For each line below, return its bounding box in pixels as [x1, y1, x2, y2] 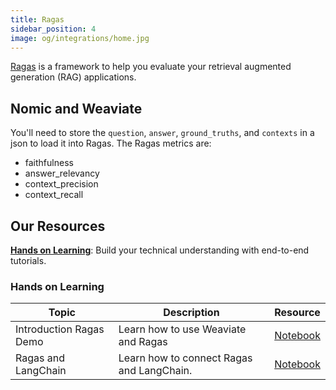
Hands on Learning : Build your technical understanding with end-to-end [10, 244, 310, 256]
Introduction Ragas [15, 322, 105, 336]
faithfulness [24, 157, 74, 169]
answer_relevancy [24, 167, 100, 180]
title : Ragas [10, 14, 65, 25]
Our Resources [10, 217, 106, 235]
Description [163, 306, 220, 320]
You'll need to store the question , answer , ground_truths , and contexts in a [10, 127, 315, 139]
